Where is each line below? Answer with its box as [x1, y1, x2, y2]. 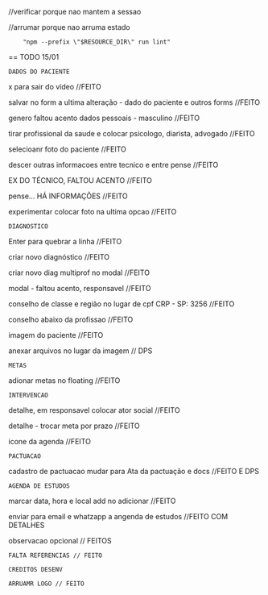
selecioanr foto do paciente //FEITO [8, 144, 127, 154]
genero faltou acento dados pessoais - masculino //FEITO [8, 113, 200, 123]
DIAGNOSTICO [8, 223, 48, 231]
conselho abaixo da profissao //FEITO [8, 314, 134, 324]
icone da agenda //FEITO [8, 437, 91, 446]
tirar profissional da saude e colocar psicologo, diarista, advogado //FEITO [8, 129, 255, 138]
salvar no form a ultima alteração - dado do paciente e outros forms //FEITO [8, 98, 261, 107]
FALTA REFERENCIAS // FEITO [8, 551, 103, 560]
